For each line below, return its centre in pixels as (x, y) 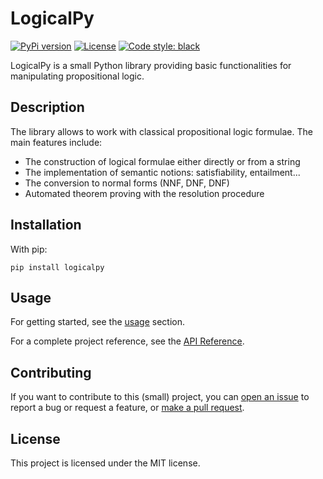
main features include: (56, 142)
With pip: (29, 249)
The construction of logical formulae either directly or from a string (162, 161)
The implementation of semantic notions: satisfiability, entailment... (162, 172)
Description (47, 107)
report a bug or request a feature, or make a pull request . (127, 408)
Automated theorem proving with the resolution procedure (144, 193)
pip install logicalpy (57, 267)
